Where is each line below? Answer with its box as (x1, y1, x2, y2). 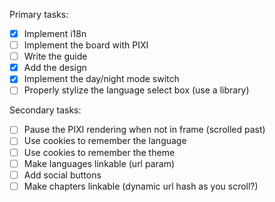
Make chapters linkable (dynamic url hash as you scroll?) (23, 180, 259, 192)
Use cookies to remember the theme (23, 146, 176, 158)
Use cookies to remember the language (23, 135, 187, 147)
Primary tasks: (9, 9, 69, 20)
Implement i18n (23, 28, 87, 39)
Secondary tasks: (9, 104, 82, 116)
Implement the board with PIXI (23, 39, 149, 51)
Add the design (23, 62, 87, 74)
